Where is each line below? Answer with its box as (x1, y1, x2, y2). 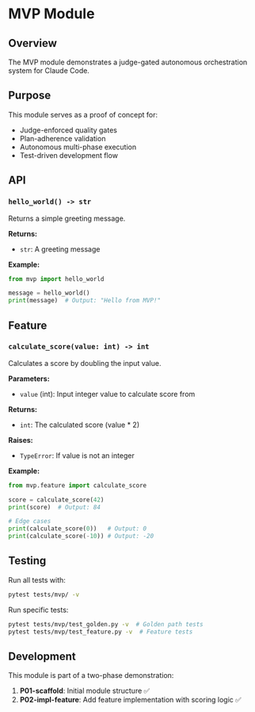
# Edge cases (8, 518, 51, 525)
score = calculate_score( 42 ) (8, 495, 105, 504)
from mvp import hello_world (8, 275, 105, 283)
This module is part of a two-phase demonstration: (8, 671, 174, 680)
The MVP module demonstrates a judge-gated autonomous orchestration (8, 57, 248, 67)
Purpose (8, 89, 51, 102)
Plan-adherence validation (19, 133, 106, 143)
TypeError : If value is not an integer (19, 450, 135, 460)
